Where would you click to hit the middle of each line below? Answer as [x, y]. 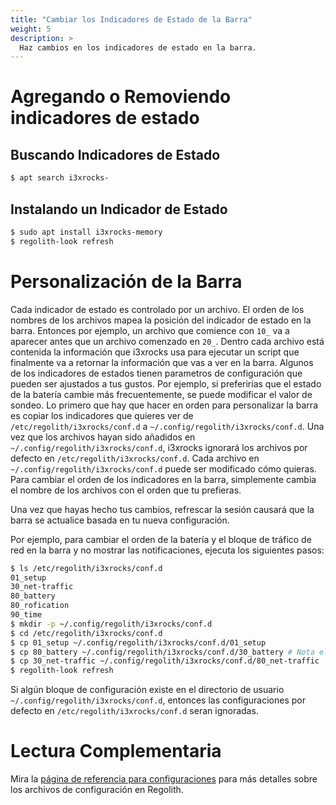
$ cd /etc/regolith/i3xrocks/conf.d [86, 633]
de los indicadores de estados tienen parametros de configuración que [156, 373]
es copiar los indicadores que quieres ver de [102, 415]
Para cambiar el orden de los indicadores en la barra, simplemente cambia [163, 479]
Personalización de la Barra [126, 281]
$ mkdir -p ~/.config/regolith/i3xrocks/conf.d [111, 624]
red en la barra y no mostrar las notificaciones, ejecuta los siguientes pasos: [167, 550]
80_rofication [40, 606]
